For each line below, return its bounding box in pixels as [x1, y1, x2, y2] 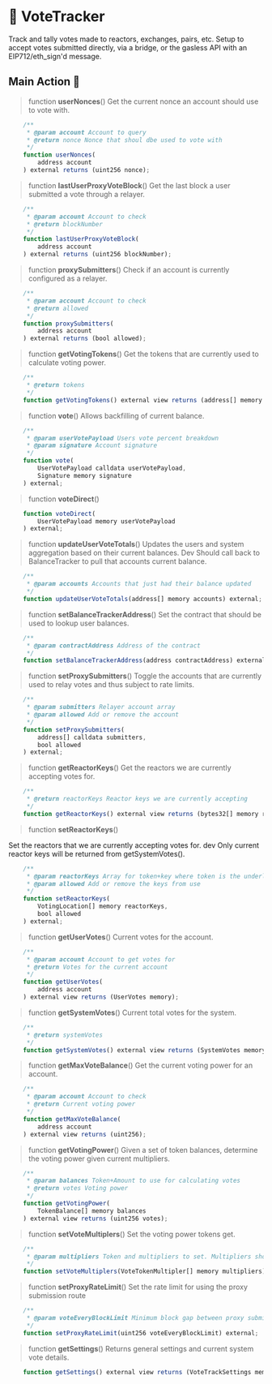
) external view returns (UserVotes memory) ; [23, 993, 180, 1001]
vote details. [28, 1352, 70, 1362]
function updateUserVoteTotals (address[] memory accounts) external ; [23, 595, 263, 603]
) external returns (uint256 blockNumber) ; [23, 251, 172, 259]
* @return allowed [26, 304, 89, 312]
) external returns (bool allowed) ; [23, 334, 147, 343]
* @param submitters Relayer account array [26, 703, 176, 711]
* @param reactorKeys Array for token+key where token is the [26, 872, 241, 880]
